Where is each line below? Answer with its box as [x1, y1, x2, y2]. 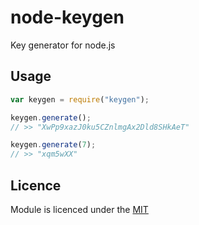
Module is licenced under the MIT [10, 203, 149, 215]
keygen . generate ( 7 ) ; [10, 140, 97, 150]
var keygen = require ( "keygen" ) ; [10, 94, 150, 105]
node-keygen [10, 6, 125, 29]
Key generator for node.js [10, 39, 116, 51]
